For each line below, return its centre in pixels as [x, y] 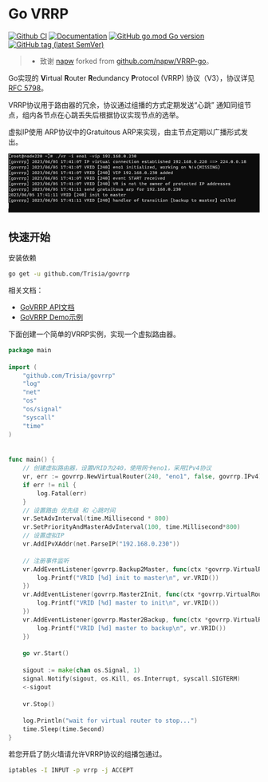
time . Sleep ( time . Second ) [64, 729]
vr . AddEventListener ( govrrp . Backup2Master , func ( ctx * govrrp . [128, 569]
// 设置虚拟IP [43, 536]
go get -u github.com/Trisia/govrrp [69, 274]
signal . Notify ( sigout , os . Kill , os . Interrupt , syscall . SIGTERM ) [132, 679]
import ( [23, 367]
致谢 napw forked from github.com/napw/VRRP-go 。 [126, 61]
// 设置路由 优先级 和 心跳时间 [69, 510]
